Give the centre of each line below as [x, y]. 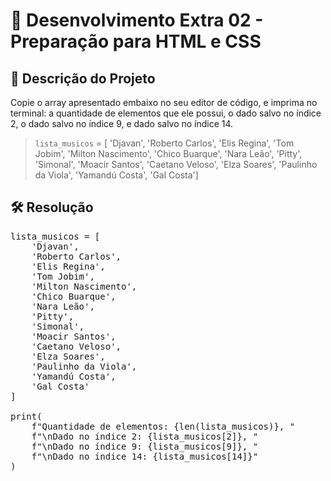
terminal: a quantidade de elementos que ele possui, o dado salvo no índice [166, 113]
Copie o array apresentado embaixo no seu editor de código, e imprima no [164, 102]
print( [26, 416]
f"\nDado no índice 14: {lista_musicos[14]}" [145, 456]
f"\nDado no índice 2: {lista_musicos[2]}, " [145, 436]
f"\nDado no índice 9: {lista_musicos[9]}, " [145, 446]
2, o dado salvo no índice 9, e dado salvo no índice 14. [122, 123]
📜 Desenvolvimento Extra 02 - [137, 20]
